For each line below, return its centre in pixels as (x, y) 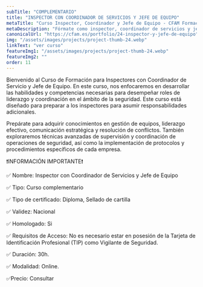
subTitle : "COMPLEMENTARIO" (42, 12)
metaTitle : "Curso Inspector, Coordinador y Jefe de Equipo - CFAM (93, 23)
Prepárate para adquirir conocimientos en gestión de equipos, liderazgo (96, 123)
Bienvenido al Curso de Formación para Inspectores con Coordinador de (96, 80)
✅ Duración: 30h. (28, 254)
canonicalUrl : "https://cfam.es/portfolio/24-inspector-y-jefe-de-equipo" (102, 34)
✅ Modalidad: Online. (33, 266)
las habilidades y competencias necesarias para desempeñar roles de (93, 92)
